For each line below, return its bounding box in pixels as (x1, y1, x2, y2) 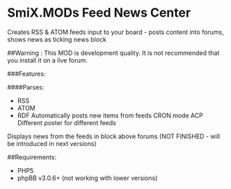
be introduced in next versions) (7, 139, 97, 147)
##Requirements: (7, 153, 57, 161)
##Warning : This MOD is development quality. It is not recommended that (7, 49, 220, 57)
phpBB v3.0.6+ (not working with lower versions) (17, 174, 158, 182)
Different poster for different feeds (17, 118, 116, 126)
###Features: (7, 69, 46, 78)
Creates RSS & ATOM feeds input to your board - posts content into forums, (7, 28, 224, 36)
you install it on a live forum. (7, 56, 88, 64)
